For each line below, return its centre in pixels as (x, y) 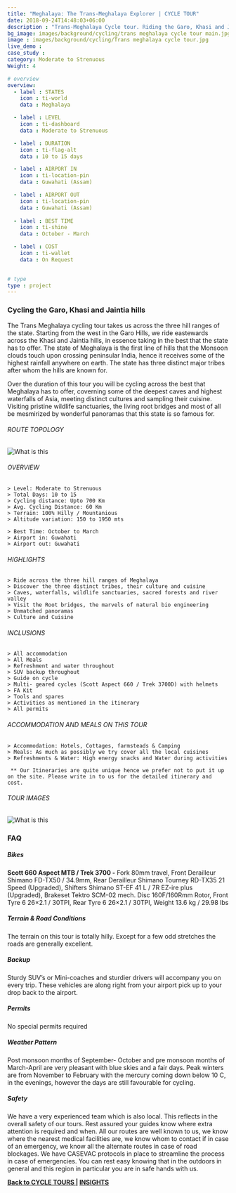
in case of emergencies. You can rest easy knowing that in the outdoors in (115, 1161)
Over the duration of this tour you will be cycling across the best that (106, 384)
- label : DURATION (42, 143)
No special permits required (47, 1026)
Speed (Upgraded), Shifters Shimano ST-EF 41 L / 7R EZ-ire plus (100, 887)
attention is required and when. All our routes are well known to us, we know (118, 1131)
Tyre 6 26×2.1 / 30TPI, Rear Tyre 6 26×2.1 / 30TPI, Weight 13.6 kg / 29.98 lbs (118, 902)
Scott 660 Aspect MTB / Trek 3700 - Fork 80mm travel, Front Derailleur (112, 873)
